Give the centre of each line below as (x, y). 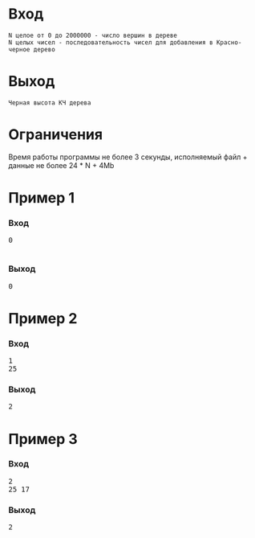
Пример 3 (43, 439)
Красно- (229, 42)
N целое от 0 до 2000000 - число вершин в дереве (93, 35)
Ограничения (55, 135)
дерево (45, 49)
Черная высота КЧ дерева (50, 103)
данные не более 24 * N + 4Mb (61, 165)
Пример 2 (43, 318)
